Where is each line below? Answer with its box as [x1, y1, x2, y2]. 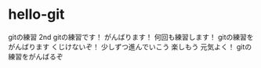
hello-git [8, 5, 65, 23]
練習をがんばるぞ [8, 52, 63, 61]
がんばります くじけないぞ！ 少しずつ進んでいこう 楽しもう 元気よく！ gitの [8, 41, 252, 52]
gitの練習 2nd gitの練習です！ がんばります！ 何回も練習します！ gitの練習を [8, 32, 254, 41]
